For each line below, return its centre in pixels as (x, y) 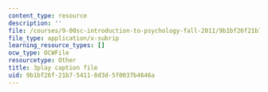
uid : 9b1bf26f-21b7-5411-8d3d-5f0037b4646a (82, 75)
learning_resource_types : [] (57, 46)
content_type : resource (48, 16)
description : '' (35, 23)
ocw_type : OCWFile (39, 53)
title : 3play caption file (53, 68)
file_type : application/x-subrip (64, 38)
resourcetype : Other (43, 61)
